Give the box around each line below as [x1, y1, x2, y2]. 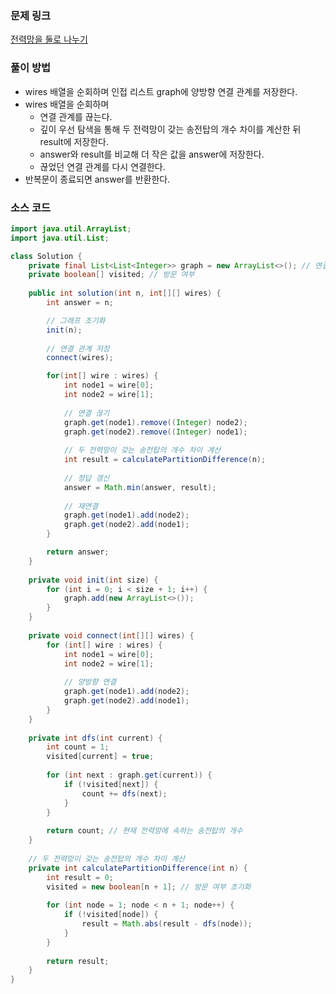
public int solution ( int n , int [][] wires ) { [28, 288, 222, 299]
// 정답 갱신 [63, 473, 110, 483]
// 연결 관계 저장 [46, 343, 110, 354]
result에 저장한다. [39, 135, 110, 147]
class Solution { [10, 251, 83, 261]
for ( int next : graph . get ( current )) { [46, 770, 213, 781]
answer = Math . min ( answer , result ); [63, 482, 217, 492]
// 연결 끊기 [63, 408, 110, 418]
